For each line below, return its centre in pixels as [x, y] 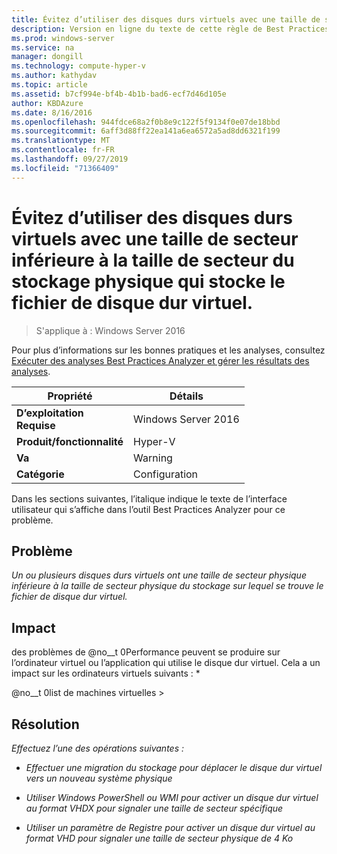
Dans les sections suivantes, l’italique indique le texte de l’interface [149, 498]
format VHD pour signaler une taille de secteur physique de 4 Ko [159, 838]
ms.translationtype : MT [61, 141]
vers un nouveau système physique [99, 778]
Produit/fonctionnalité [70, 441]
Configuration [166, 474]
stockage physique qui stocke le [148, 281]
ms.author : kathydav [54, 76]
